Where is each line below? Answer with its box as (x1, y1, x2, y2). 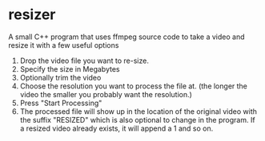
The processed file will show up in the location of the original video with (19, 106, 258, 116)
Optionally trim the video (19, 72, 102, 82)
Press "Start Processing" (19, 98, 102, 108)
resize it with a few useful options (8, 40, 119, 49)
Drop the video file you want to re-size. (19, 56, 150, 65)
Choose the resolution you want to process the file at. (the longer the (19, 81, 248, 91)
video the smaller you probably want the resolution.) (19, 89, 192, 99)
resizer (8, 6, 56, 24)
